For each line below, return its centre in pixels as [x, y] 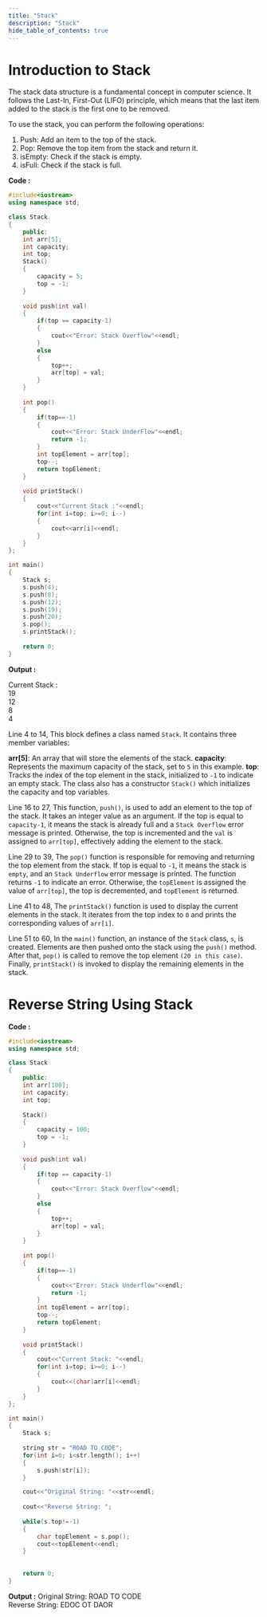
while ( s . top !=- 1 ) [51, 1521]
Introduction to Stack [80, 70]
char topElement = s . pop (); [83, 1536]
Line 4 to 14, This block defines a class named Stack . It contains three [123, 734]
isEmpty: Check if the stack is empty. [80, 157]
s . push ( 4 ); [41, 587]
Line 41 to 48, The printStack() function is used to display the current [124, 906]
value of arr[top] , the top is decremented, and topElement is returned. [124, 891]
